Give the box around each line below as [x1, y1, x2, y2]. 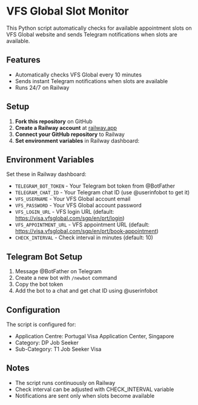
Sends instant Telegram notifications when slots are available [15, 77, 168, 84]
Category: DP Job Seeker [15, 339, 79, 346]
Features [6, 55, 41, 65]
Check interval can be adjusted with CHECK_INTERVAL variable [15, 386, 174, 393]
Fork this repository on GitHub [15, 117, 93, 125]
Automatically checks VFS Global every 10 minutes [15, 71, 142, 78]
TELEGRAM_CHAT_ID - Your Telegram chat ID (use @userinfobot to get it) [15, 189, 190, 196]
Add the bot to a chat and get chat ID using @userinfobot [15, 287, 158, 294]
